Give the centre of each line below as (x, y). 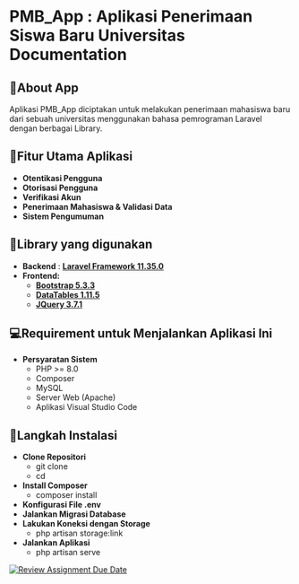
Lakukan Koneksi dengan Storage (86, 524)
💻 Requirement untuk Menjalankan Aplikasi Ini (141, 334)
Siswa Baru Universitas (97, 35)
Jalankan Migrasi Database (74, 514)
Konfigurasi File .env (61, 505)
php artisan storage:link (79, 533)
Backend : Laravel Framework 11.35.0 (93, 266)
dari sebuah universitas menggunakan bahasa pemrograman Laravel (136, 119)
